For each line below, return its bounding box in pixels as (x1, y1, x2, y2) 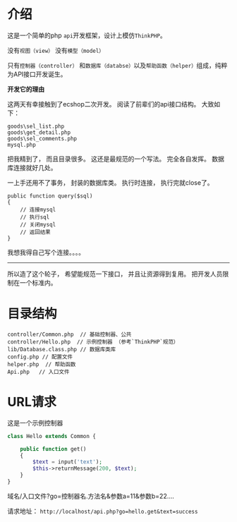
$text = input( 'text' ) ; (32, 459, 102, 466)
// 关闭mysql (20, 221, 56, 228)
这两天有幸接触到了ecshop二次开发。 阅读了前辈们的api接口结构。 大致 (7, 99, 214, 108)
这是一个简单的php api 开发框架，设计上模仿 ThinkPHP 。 (7, 31, 167, 40)
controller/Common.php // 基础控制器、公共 (7, 331, 132, 338)
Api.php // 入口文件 (7, 368, 70, 375)
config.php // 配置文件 (7, 353, 73, 360)
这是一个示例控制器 (7, 418, 63, 427)
